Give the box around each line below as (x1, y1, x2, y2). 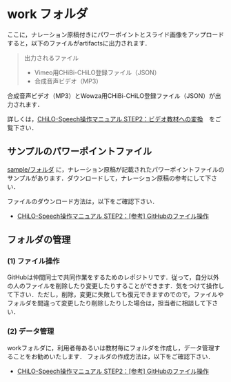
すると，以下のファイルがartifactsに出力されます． (7, 39, 151, 47)
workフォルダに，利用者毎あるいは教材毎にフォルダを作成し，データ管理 (7, 343, 215, 352)
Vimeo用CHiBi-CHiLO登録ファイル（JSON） (34, 68, 161, 77)
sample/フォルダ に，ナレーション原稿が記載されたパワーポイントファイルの (7, 165, 225, 173)
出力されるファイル (23, 53, 79, 62)
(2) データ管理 (7, 327, 54, 336)
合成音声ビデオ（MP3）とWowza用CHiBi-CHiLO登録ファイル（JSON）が (7, 91, 215, 100)
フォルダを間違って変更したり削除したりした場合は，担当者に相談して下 (7, 299, 212, 308)
